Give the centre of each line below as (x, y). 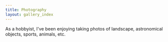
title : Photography (26, 10)
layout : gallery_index (29, 14)
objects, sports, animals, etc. (36, 34)
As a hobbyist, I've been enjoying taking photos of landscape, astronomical (84, 28)
